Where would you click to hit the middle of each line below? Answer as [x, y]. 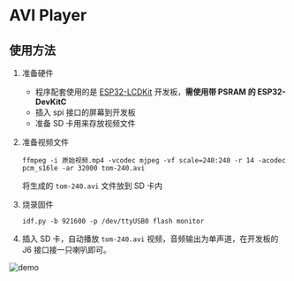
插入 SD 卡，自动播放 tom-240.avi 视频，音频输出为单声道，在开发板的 [150, 239]
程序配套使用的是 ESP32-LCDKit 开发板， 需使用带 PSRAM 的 [145, 92]
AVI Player [48, 15]
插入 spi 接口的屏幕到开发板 [85, 112]
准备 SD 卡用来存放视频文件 [85, 123]
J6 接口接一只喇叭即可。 [67, 250]
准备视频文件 [45, 142]
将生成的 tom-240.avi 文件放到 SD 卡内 [92, 186]
